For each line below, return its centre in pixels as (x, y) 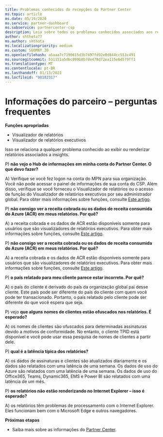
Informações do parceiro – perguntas (81, 101)
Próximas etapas (22, 420)
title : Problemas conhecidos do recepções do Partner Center (68, 9)
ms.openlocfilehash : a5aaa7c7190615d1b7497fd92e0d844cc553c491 (70, 55)
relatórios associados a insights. (37, 154)
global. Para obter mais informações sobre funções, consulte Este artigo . (78, 199)
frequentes (28, 112)
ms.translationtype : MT (29, 64)
